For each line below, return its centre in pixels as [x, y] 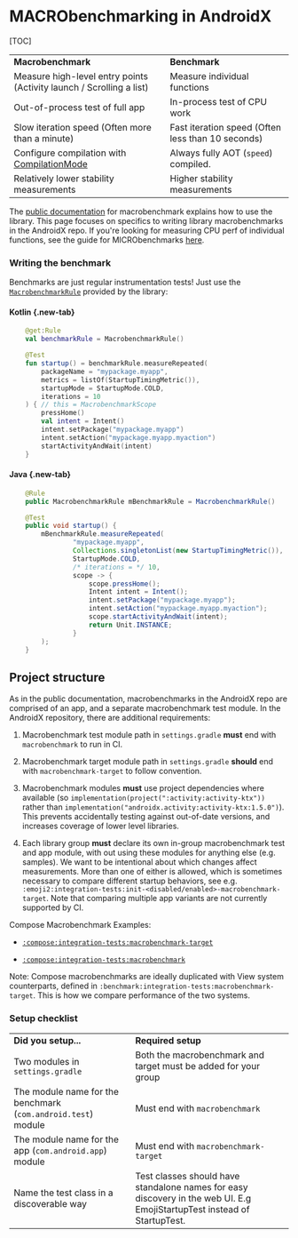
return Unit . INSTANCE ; [130, 625]
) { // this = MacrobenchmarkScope [91, 405]
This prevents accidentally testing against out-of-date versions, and [146, 817]
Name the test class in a [63, 1193]
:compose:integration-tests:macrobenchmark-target [118, 943]
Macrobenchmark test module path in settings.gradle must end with [149, 735]
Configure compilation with [70, 153]
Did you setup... [47, 1040]
